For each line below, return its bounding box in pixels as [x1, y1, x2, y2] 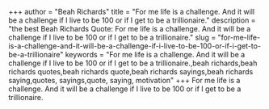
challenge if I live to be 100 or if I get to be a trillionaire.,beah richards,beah [8, 58, 258, 68]
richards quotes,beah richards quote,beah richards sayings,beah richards [8, 67, 254, 76]
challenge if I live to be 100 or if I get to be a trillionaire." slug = [8, 32, 216, 42]
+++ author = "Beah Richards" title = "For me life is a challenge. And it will [8, 7, 255, 16]
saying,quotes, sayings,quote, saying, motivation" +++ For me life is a [8, 76, 241, 85]
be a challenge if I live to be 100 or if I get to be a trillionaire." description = [8, 15, 256, 25]
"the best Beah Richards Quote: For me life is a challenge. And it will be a [8, 24, 251, 33]
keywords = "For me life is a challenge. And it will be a [65, 50, 246, 59]
